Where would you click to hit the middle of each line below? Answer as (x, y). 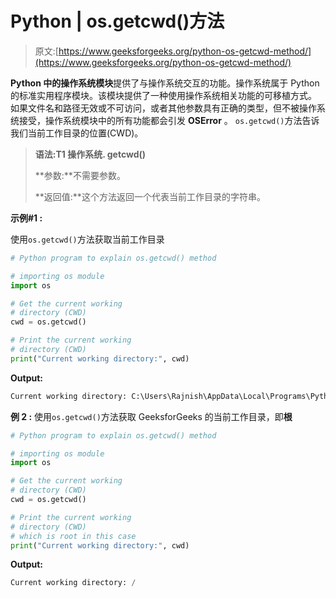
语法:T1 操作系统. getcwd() (90, 154)
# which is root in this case (73, 536)
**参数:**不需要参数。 (80, 175)
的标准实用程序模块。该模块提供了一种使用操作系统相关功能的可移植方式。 (163, 95)
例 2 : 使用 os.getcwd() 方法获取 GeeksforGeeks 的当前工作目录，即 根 (151, 416)
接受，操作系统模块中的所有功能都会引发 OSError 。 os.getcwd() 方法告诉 (169, 120)
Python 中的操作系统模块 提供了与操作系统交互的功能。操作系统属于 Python (165, 83)
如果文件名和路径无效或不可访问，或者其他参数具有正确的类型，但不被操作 (163, 108)
